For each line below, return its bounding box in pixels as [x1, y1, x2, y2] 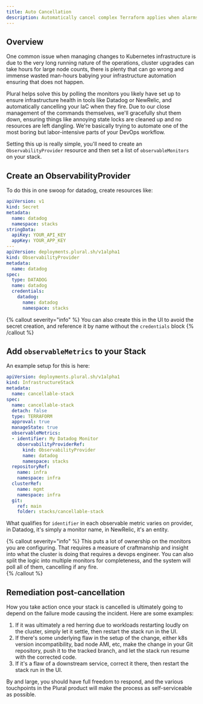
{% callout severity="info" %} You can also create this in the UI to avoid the [6, 316, 194, 323]
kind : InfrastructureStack [6, 380, 74, 386]
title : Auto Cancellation [6, 8, 71, 15]
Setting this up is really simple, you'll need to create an [6, 140, 143, 148]
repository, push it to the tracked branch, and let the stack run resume [14, 647, 190, 654]
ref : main [17, 503, 42, 509]
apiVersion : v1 [6, 199, 45, 205]
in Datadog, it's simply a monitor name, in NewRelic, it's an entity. [6, 526, 169, 533]
